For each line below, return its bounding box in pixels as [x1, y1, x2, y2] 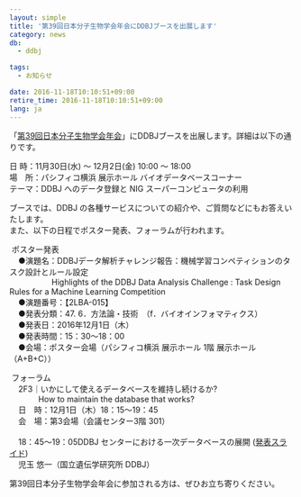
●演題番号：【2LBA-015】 [17, 296, 114, 307]
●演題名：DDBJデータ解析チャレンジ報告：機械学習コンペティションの [17, 255, 283, 266]
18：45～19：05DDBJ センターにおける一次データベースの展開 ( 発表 [17, 436, 272, 447]
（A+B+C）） [9, 353, 57, 364]
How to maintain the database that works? [38, 393, 196, 404]
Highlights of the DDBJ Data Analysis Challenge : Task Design [50, 276, 281, 287]
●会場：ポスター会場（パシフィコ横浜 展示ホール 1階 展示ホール [17, 341, 257, 352]
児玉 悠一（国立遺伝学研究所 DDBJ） [17, 458, 155, 469]
